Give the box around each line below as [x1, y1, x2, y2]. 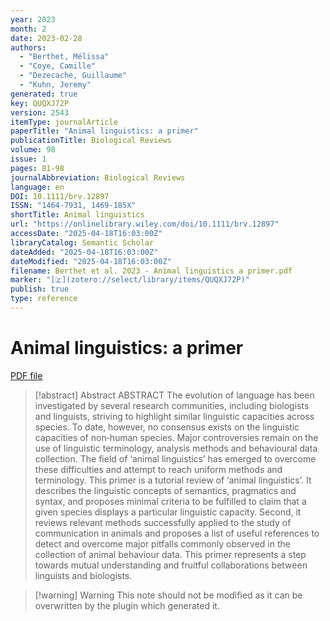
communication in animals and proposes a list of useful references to [34, 527, 320, 539]
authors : [10, 42, 47, 53]
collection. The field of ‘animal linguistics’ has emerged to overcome [34, 452, 317, 465]
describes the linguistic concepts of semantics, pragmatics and [34, 484, 297, 496]
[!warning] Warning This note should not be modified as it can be [34, 589, 303, 601]
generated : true [10, 89, 78, 99]
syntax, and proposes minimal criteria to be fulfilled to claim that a [34, 495, 307, 507]
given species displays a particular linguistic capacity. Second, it [34, 506, 302, 518]
